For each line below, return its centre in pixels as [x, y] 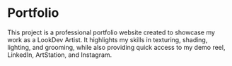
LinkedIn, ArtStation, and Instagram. [60, 55]
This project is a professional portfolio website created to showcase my [111, 32]
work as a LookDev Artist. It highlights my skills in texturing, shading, [108, 39]
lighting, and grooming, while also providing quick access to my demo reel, [116, 47]
